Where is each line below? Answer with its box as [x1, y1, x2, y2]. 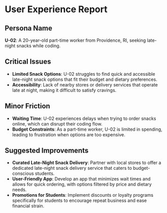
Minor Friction [5, 102, 50, 110]
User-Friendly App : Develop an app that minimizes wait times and [12, 176, 151, 182]
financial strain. [12, 203, 45, 209]
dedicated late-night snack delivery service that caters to [12, 165, 132, 171]
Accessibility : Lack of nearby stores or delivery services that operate [12, 81, 158, 87]
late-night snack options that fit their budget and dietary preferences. [12, 76, 158, 82]
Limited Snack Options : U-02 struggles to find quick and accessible [12, 71, 155, 77]
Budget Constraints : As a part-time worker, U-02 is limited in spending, [12, 126, 163, 132]
